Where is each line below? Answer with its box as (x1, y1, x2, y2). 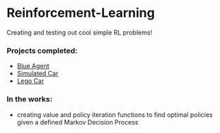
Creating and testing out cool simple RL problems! (6, 28, 153, 37)
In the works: (6, 94, 53, 104)
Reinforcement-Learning (6, 5, 155, 21)
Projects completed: (6, 46, 79, 56)
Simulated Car (16, 69, 59, 78)
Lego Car (16, 77, 45, 85)
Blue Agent (16, 62, 50, 70)
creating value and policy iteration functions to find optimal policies (16, 110, 213, 119)
